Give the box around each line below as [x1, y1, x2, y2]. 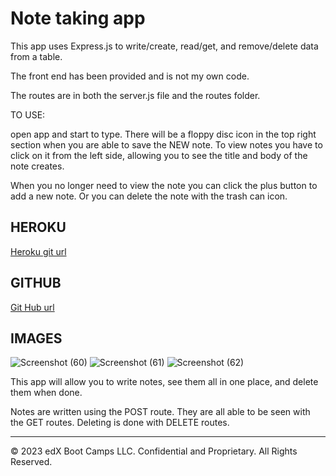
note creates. [10, 160, 65, 172]
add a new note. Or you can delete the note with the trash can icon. [10, 190, 288, 202]
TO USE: [10, 108, 46, 121]
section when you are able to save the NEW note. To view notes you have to [10, 138, 323, 151]
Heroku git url [10, 245, 67, 257]
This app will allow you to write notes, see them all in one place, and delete [10, 376, 319, 388]
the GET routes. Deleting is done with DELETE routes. [10, 417, 230, 429]
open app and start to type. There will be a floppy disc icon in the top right [10, 128, 317, 140]
